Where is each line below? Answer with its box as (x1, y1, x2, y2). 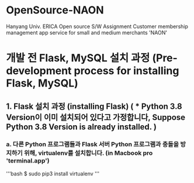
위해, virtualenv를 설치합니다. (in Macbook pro (24, 149, 153, 157)
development (6, 64, 72, 78)
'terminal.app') (6, 157, 50, 165)
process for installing (74, 64, 179, 78)
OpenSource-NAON (6, 4, 104, 17)
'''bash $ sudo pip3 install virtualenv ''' (6, 170, 100, 177)
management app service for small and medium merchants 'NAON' (6, 29, 168, 36)
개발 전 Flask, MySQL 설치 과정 (6, 51, 150, 65)
